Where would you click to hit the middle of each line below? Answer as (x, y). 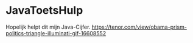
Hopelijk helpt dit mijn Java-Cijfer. (48, 27)
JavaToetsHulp (44, 10)
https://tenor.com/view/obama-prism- (139, 27)
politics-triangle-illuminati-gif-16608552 (56, 33)
